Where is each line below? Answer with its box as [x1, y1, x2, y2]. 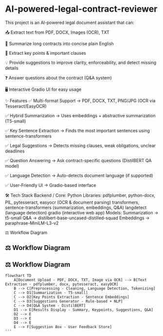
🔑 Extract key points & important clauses [5, 50, 86, 56]
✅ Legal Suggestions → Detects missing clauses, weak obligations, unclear [5, 143, 156, 148]
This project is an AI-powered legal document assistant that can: [5, 20, 135, 25]
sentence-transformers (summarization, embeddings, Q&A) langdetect [5, 204, 147, 210]
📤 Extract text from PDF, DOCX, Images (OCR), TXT [5, 29, 109, 35]
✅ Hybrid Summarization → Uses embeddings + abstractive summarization [5, 112, 156, 118]
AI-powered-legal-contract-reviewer [5, 3, 158, 15]
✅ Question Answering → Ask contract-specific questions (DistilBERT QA [5, 157, 152, 163]
